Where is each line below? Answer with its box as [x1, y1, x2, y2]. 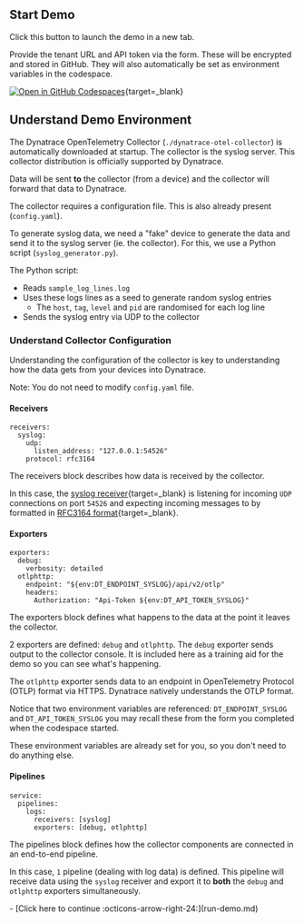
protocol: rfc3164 [25, 454, 95, 464]
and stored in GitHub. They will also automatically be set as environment [9, 58, 279, 69]
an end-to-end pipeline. [9, 849, 98, 859]
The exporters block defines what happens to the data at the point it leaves [9, 612, 290, 623]
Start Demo [9, 7, 75, 23]
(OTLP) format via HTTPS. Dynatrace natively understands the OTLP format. [9, 686, 295, 697]
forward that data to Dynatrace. [9, 183, 127, 194]
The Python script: [9, 264, 79, 275]
